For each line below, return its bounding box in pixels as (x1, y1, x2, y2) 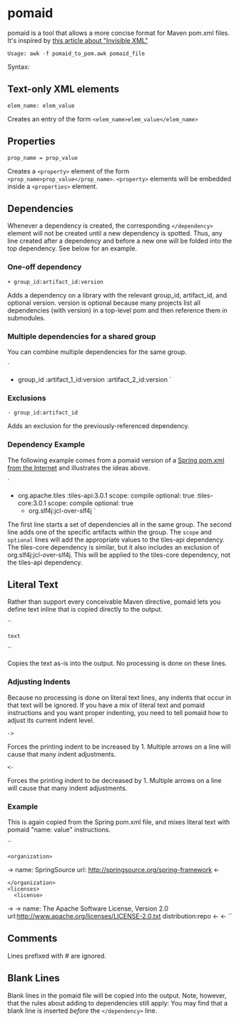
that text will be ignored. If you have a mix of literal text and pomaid (7, 701, 205, 709)
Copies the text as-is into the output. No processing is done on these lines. (7, 659, 228, 668)
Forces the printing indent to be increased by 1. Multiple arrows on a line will (7, 742, 231, 751)
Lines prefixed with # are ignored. (7, 951, 107, 960)
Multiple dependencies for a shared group (7, 331, 156, 341)
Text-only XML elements (7, 84, 120, 96)
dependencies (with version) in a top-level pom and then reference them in (7, 305, 228, 315)
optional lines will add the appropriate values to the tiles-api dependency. (7, 535, 225, 544)
